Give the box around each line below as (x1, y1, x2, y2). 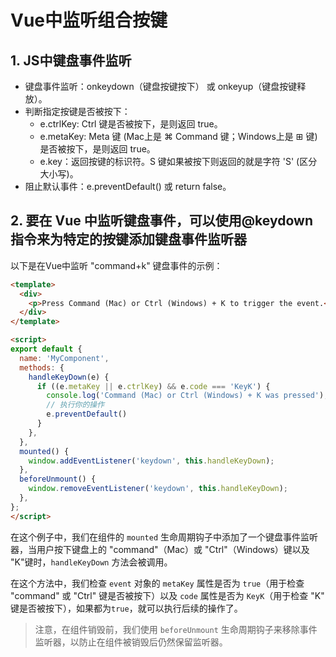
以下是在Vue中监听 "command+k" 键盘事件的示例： (10, 259, 223, 271)
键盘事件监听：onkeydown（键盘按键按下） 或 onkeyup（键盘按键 (24, 81, 298, 92)
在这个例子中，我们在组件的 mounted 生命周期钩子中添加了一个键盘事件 (10, 531, 301, 543)
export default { (10, 344, 83, 355)
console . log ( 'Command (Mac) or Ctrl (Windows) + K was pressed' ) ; (46, 391, 329, 401)
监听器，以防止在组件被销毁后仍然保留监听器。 (34, 636, 228, 648)
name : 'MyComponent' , (19, 353, 110, 363)
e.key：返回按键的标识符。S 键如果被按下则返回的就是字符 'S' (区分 (39, 156, 318, 167)
